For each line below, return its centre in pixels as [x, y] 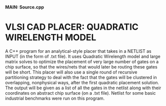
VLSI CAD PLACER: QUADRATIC [72, 27]
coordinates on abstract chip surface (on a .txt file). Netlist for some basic [81, 93]
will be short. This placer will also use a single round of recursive [71, 72]
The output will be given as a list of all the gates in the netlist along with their [83, 88]
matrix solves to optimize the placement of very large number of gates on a [82, 62]
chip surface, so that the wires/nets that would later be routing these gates [81, 67]
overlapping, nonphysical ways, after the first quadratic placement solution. [82, 82]
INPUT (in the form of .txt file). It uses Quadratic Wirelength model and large [83, 56]
